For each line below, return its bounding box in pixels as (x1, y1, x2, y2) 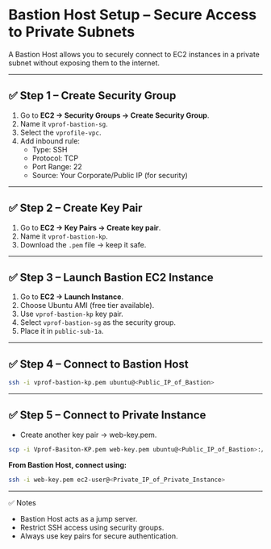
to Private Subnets (8, 23, 135, 41)
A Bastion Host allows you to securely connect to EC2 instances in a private (8, 49, 260, 59)
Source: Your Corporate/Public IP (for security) (31, 170, 188, 180)
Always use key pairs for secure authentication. (19, 530, 178, 541)
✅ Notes (8, 497, 36, 507)
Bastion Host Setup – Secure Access (8, 6, 257, 24)
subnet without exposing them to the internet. (8, 58, 160, 68)
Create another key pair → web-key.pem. (19, 430, 157, 439)
